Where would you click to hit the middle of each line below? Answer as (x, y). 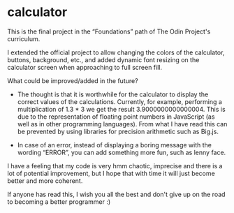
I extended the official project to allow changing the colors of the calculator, (116, 52)
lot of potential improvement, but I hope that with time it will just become (111, 173)
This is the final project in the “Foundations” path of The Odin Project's (109, 31)
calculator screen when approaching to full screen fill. (85, 67)
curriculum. (24, 38)
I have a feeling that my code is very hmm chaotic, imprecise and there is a (115, 166)
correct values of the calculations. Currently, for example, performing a (119, 101)
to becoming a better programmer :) (59, 201)
